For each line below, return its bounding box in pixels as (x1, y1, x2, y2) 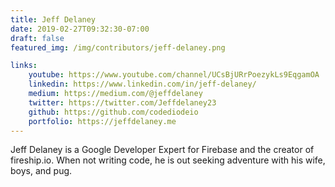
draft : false (10, 33, 65, 43)
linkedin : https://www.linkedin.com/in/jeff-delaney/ (28, 79, 257, 90)
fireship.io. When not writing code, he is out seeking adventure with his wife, (10, 154, 326, 166)
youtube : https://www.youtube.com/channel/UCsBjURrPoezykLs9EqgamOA (28, 70, 320, 80)
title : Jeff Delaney (10, 14, 97, 25)
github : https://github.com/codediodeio (28, 107, 199, 117)
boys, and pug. (10, 165, 73, 177)
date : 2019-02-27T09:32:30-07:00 (10, 24, 150, 34)
